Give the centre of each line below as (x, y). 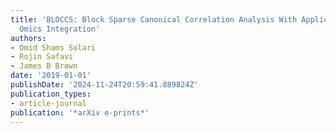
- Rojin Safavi (42, 57)
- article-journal (48, 103)
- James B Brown (44, 66)
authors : (28, 38)
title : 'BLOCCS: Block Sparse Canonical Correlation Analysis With (154, 19)
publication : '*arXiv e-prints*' (80, 112)
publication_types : (51, 94)
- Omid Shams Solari (53, 47)
